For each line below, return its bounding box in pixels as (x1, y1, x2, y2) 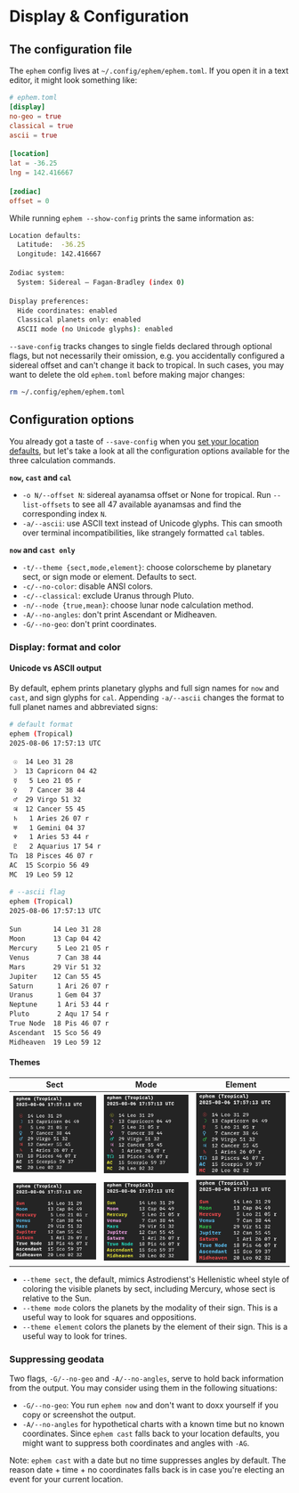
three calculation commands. (9, 454, 116, 465)
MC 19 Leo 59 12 (9, 870, 74, 879)
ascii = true (9, 131, 58, 140)
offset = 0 (9, 196, 50, 206)
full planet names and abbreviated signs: (9, 701, 158, 712)
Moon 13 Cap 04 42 (9, 934, 101, 943)
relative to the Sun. (21, 1293, 92, 1304)
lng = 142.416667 (9, 168, 74, 177)
